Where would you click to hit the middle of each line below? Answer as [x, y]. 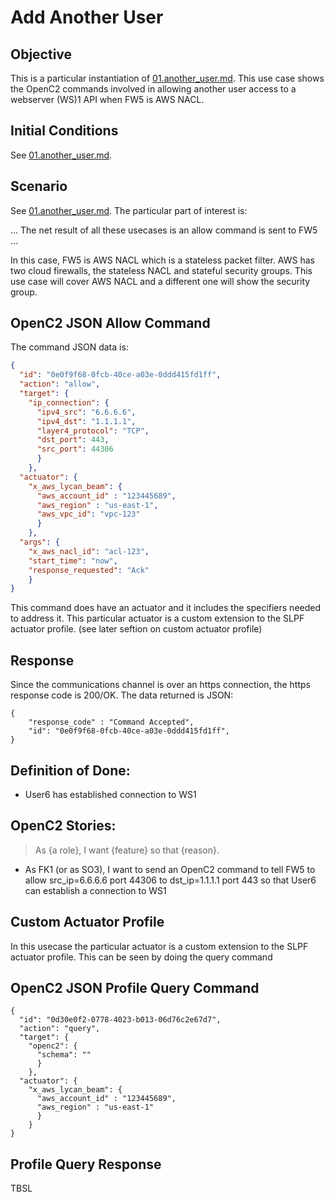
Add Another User [87, 17]
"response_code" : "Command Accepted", [111, 722]
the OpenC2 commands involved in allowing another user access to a [153, 89]
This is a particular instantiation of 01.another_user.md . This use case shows [167, 78]
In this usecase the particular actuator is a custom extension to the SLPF [159, 946]
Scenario [39, 186]
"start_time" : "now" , [73, 561]
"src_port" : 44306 [75, 449]
